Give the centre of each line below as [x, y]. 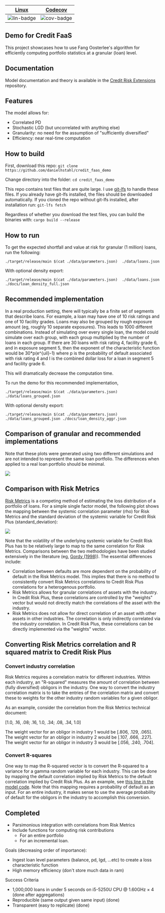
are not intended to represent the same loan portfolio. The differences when [82, 459]
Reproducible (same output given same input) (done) [66, 900]
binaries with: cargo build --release [43, 220]
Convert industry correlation [40, 666]
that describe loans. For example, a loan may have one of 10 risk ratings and [82, 316]
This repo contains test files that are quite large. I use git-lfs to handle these [82, 189]
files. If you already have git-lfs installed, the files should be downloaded [79, 194]
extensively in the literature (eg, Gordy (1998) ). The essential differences [79, 556]
